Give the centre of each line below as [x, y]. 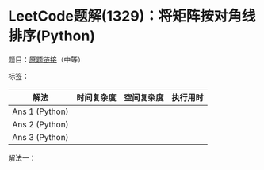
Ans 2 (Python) [40, 124]
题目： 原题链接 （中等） [46, 59]
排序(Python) [52, 36]
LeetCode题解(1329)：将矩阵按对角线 [132, 16]
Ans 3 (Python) [40, 137]
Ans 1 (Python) [40, 111]
